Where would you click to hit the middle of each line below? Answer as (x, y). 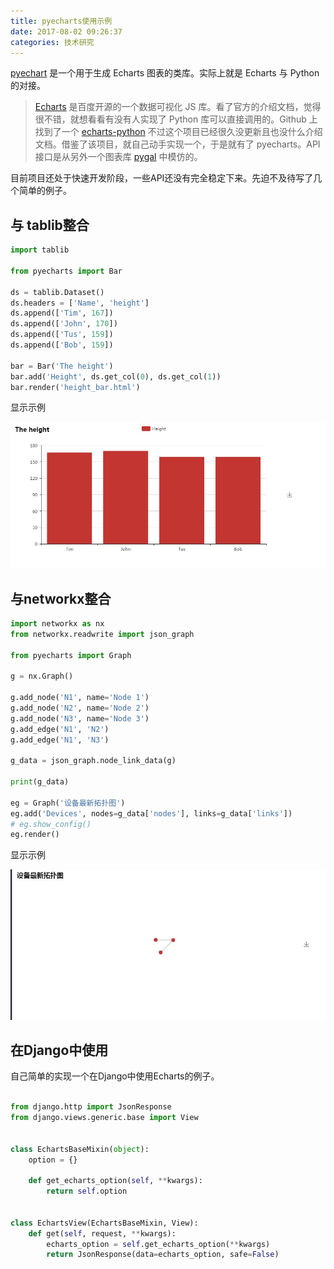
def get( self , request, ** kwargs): (102, 1233)
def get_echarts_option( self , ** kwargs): (115, 1181)
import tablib (40, 250)
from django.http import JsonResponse (91, 1107)
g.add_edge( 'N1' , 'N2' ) (60, 729)
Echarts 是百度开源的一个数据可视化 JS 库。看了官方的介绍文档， (169, 107)
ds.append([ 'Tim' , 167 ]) (62, 313)
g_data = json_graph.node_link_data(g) (93, 761)
